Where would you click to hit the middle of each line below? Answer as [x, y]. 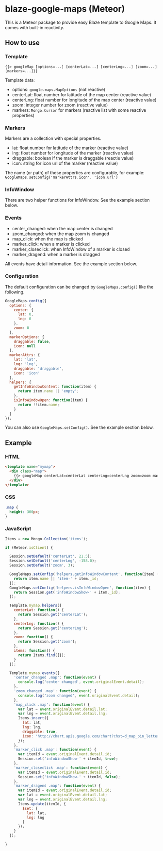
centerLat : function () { [39, 610]
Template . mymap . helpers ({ [36, 606]
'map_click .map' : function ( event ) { [52, 705]
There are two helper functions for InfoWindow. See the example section [77, 200]
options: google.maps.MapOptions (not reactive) [59, 89]
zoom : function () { [33, 637]
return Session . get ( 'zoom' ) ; [47, 642]
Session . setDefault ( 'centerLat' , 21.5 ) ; [51, 556]
